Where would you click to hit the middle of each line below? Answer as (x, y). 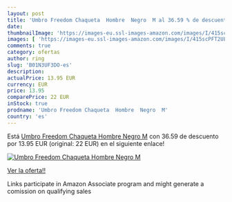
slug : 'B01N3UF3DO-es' (40, 65)
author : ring (26, 59)
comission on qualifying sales (49, 191)
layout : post (26, 13)
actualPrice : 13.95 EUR (41, 78)
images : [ (21, 39)
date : (15, 26)
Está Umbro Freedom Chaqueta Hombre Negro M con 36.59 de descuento (113, 136)
